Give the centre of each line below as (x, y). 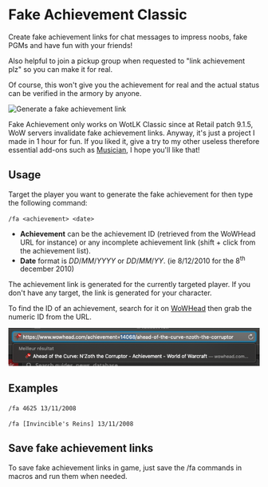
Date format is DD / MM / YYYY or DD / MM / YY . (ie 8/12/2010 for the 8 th (132, 260)
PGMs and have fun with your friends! (71, 45)
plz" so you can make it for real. (61, 69)
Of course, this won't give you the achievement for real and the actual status (134, 85)
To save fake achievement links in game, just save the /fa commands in (125, 467)
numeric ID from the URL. (50, 317)
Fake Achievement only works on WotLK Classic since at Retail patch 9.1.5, (131, 124)
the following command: (48, 202)
